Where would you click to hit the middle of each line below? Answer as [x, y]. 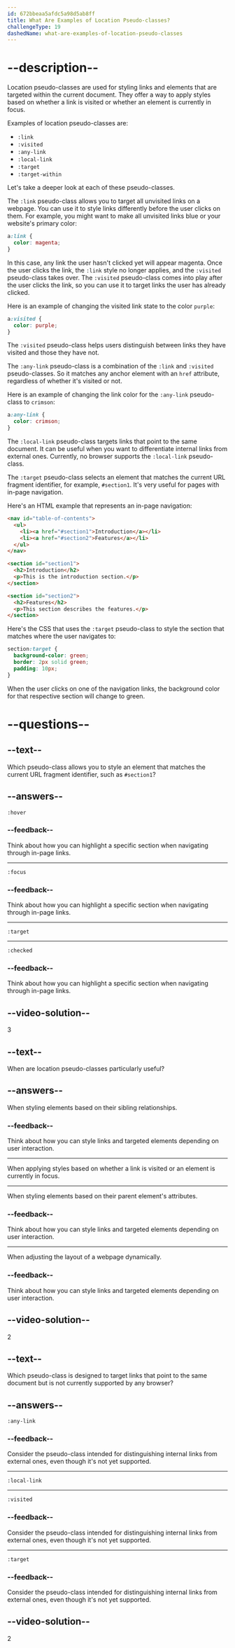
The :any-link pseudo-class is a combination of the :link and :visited [111, 366]
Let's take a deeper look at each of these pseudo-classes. [91, 188]
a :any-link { [26, 415]
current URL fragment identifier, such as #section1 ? [81, 774]
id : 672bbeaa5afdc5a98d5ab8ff [51, 14]
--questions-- [48, 724]
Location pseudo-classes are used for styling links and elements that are [112, 88]
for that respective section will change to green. [76, 696]
